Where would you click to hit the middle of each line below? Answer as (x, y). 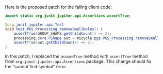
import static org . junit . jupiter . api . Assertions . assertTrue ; (68, 16)
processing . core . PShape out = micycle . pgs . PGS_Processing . (75, 38)
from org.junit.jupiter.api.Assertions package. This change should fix (78, 61)
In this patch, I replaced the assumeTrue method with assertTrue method (76, 56)
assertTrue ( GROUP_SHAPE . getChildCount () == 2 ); (63, 33)
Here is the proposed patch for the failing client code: (58, 7)
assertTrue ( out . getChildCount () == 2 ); (54, 43)
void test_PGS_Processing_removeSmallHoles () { (54, 29)
